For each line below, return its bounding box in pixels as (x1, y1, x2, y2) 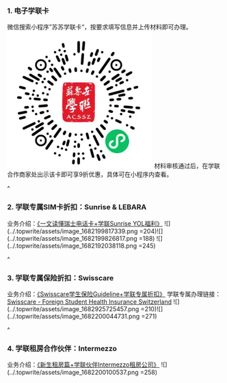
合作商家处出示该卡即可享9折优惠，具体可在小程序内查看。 (7, 170, 173, 179)
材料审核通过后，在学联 (153, 162, 220, 170)
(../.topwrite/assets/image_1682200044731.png (7, 312, 140, 320)
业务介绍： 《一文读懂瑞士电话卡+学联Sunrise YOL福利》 (7, 219, 163, 227)
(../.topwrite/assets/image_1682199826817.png (7, 234, 138, 242)
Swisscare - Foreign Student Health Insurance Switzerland (7, 298, 172, 306)
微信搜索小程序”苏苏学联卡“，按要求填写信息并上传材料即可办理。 (7, 23, 193, 31)
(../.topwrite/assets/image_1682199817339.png (7, 227, 138, 235)
